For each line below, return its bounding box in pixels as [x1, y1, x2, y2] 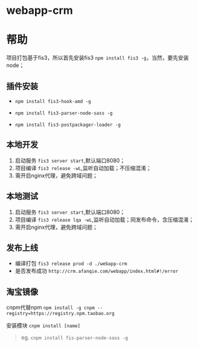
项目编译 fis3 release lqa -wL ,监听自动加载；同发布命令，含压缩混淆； [14, 216, 194, 223]
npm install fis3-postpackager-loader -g [14, 122, 121, 128]
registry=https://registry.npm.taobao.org [6, 311, 115, 317]
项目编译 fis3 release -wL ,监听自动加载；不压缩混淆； [14, 164, 152, 172]
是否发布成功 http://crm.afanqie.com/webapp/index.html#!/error [14, 267, 179, 275]
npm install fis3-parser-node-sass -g [14, 110, 113, 116]
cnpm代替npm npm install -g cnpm [6, 304, 95, 311]
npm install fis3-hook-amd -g [14, 98, 92, 104]
